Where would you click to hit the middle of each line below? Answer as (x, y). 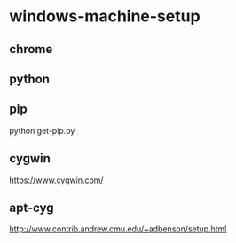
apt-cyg (32, 207)
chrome (31, 49)
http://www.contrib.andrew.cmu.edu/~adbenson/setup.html (118, 229)
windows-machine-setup (105, 16)
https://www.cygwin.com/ (56, 180)
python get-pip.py (42, 130)
